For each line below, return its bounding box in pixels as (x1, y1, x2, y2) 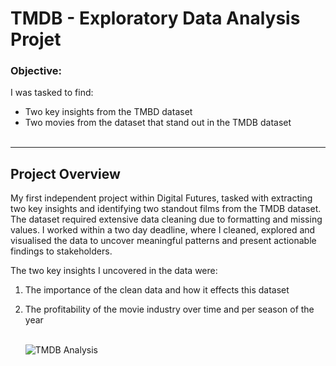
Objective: (10, 64, 62, 78)
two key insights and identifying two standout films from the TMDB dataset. (10, 203, 322, 215)
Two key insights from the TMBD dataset (24, 106, 193, 118)
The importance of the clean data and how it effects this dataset (24, 284, 290, 296)
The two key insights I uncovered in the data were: (10, 265, 218, 277)
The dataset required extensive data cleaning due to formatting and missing (10, 213, 323, 226)
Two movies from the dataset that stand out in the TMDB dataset (24, 117, 292, 129)
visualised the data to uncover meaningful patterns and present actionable (10, 235, 317, 247)
